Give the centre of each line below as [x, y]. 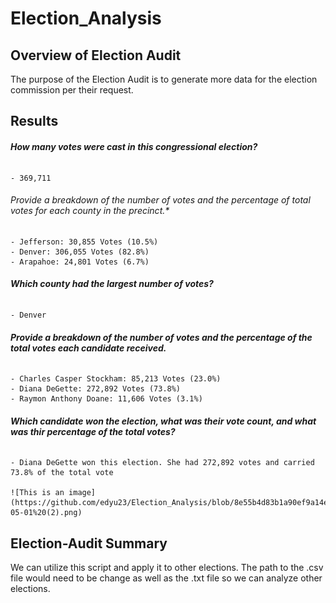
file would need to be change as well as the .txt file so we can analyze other [166, 578]
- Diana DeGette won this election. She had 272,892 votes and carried [162, 463]
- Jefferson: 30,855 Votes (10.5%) [84, 242]
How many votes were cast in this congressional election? [134, 146]
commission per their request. [72, 90]
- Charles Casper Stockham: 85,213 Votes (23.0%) [116, 379]
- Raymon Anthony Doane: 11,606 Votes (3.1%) [106, 399]
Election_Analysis [86, 18]
